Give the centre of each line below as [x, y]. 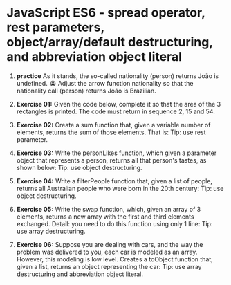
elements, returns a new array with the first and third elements [105, 217]
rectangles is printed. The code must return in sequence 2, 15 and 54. [115, 111]
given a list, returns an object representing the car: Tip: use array [109, 266]
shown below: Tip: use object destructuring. [79, 167]
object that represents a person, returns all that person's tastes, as [111, 160]
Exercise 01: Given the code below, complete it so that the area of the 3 [119, 104]
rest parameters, [55, 27]
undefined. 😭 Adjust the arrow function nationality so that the [105, 83]
